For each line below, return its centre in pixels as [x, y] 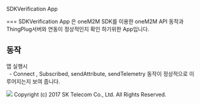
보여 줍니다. [46, 81]
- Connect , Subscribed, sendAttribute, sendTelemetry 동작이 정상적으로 [98, 73]
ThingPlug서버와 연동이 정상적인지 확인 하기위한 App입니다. [78, 29]
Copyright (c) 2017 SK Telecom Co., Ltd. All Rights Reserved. [90, 94]
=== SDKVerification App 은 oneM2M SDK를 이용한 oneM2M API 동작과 [95, 21]
